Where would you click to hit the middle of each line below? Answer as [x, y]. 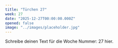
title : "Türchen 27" [26, 9]
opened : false [20, 23]
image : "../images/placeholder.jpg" [42, 28]
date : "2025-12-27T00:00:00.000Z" [40, 18]
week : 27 [14, 14]
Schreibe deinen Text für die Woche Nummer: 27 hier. [59, 41]
